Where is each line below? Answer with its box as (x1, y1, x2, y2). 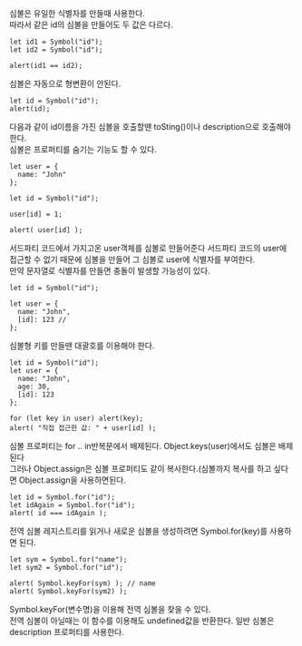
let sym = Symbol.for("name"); (9, 555, 128, 564)
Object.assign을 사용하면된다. (18, 475, 127, 485)
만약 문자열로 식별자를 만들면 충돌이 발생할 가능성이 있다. (9, 266, 210, 276)
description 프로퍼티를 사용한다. (9, 627, 124, 637)
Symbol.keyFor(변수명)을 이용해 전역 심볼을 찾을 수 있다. (9, 604, 211, 614)
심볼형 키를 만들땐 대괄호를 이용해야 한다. (9, 340, 155, 351)
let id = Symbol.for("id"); (9, 493, 116, 502)
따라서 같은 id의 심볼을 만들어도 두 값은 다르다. (9, 19, 174, 30)
